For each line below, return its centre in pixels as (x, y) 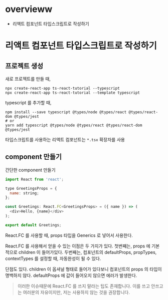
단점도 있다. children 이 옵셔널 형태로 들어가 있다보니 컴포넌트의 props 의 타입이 (83, 269)
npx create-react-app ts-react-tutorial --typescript (63, 88)
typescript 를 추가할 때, (28, 102)
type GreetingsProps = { (31, 188)
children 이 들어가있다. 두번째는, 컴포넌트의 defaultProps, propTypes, (88, 252)
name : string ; (24, 193)
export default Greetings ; (33, 225)
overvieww (29, 9)
